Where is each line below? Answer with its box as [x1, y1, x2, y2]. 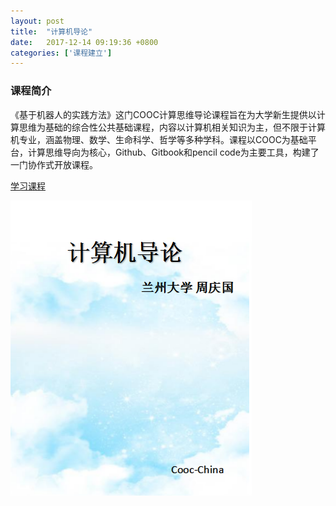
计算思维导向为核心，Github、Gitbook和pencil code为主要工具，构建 [27, 146, 311, 158]
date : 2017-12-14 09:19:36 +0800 [10, 37, 159, 47]
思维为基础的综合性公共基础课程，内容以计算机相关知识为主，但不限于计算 [18, 121, 326, 133]
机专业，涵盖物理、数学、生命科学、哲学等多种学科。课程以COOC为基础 [10, 133, 308, 145]
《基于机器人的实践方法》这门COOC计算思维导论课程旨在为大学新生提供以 [10, 108, 317, 120]
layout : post [10, 16, 65, 26]
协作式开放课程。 [27, 158, 98, 170]
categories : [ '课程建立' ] [10, 48, 113, 58]
